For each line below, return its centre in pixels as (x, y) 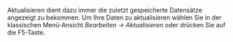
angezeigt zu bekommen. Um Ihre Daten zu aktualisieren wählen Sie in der (114, 17)
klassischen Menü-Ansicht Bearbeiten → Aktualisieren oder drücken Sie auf (116, 25)
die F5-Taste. (26, 32)
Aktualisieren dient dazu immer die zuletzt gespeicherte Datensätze (105, 10)
